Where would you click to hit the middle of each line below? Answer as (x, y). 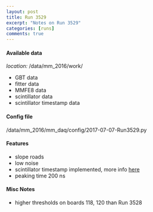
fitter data (27, 84)
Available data (24, 53)
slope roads (29, 157)
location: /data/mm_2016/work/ (45, 66)
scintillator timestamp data (47, 103)
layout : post (22, 12)
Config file (19, 116)
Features (17, 144)
